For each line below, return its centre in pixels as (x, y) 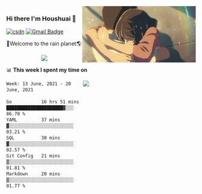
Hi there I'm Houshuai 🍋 (41, 19)
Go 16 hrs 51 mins (43, 102)
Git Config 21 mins (33, 156)
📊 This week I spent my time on (47, 70)
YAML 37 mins (33, 120)
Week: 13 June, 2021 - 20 (38, 84)
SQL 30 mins (33, 138)
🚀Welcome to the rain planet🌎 (44, 44)
